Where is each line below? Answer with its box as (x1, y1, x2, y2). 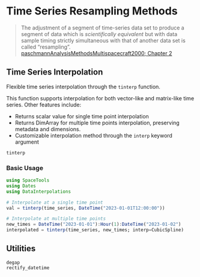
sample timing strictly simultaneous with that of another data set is (20, 37, 186, 44)
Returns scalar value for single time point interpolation (14, 112, 149, 120)
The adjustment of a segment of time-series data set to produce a (20, 24, 184, 31)
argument (14, 138, 39, 145)
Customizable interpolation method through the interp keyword (14, 132, 173, 139)
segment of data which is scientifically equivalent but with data (20, 30, 178, 37)
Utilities (6, 243, 36, 254)
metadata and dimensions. (14, 125, 81, 133)
